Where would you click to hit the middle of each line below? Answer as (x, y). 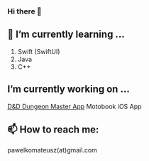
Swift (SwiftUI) (39, 51)
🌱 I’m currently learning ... (66, 35)
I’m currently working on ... (68, 89)
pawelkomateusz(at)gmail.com (53, 150)
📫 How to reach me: (53, 129)
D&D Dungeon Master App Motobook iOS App (74, 106)
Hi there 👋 (25, 11)
